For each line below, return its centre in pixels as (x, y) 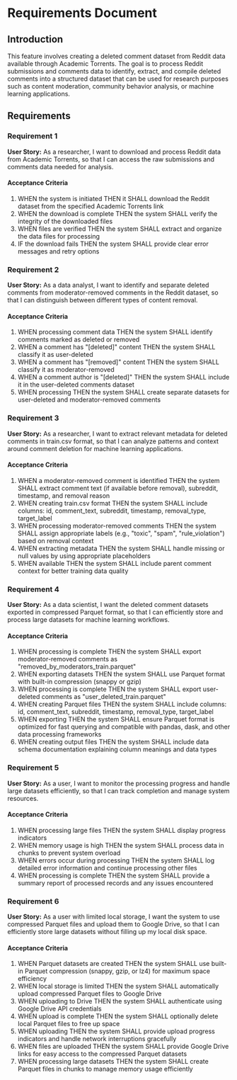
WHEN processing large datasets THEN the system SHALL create (113, 1062)
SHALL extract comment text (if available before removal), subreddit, (118, 488)
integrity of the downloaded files (65, 221)
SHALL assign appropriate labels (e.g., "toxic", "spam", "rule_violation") (121, 533)
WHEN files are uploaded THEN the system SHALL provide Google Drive (123, 1047)
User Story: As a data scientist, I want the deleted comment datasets (108, 605)
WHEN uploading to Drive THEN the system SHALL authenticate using (120, 1001)
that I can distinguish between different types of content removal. (103, 300)
